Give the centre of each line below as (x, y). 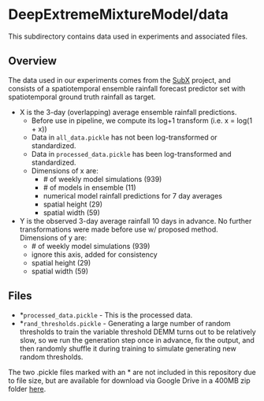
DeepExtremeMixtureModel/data (118, 15)
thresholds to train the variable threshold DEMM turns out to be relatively (138, 332)
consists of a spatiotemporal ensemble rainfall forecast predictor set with (127, 88)
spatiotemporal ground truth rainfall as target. (82, 97)
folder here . (27, 388)
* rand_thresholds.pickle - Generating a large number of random (125, 323)
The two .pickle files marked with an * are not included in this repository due (132, 372)
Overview (33, 61)
